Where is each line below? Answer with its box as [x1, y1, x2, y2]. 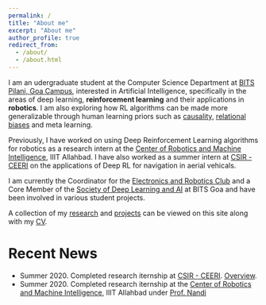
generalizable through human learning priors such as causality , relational [8, 111, 246, 121]
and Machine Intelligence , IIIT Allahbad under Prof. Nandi [19, 288, 206, 297]
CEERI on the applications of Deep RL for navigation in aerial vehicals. [8, 160, 237, 170]
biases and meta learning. [8, 120, 93, 129]
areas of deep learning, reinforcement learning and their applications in [8, 95, 245, 104]
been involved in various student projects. [8, 192, 145, 203]
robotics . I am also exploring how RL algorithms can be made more [8, 102, 229, 112]
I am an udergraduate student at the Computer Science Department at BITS [8, 77, 255, 87]
